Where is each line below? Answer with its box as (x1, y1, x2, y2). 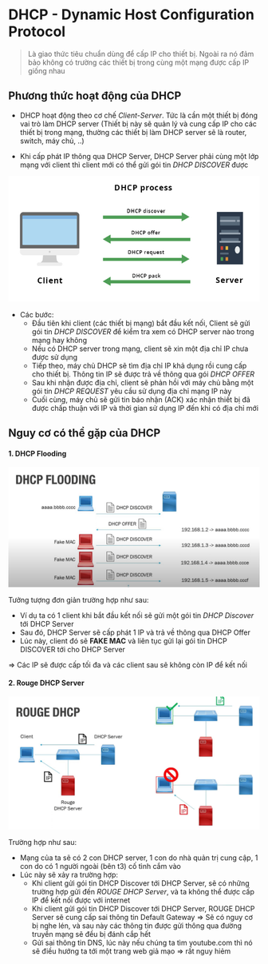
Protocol (8, 22, 66, 41)
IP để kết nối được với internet (31, 895, 131, 905)
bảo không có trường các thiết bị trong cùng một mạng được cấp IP (27, 58, 250, 67)
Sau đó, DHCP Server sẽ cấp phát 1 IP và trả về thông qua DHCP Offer (19, 627, 251, 637)
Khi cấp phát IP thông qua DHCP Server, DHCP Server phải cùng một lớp (19, 151, 259, 161)
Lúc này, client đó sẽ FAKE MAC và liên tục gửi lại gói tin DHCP (19, 635, 227, 645)
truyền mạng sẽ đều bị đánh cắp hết (31, 930, 152, 938)
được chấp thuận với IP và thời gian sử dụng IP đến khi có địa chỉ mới (31, 403, 259, 412)
